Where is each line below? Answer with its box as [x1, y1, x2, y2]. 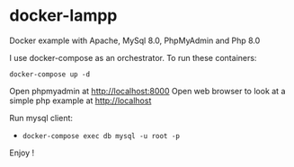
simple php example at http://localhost [9, 95, 152, 106]
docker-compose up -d [9, 69, 91, 79]
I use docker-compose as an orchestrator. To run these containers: [9, 52, 257, 63]
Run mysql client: [9, 112, 74, 123]
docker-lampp [9, 5, 118, 26]
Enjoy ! [9, 147, 35, 158]
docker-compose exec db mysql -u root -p [22, 131, 180, 140]
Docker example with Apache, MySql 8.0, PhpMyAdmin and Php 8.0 [9, 35, 261, 46]
